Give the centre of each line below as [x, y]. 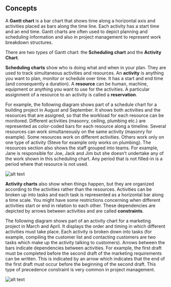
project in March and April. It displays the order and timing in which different [86, 226]
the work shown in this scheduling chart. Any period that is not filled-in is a [84, 159]
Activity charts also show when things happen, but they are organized [80, 184]
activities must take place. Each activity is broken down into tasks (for [79, 231]
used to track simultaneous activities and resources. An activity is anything [85, 73]
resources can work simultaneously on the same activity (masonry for [79, 132]
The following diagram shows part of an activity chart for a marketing [78, 221]
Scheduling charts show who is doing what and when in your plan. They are [86, 67]
